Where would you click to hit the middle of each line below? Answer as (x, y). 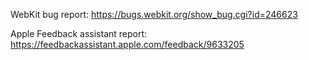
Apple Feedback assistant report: (79, 33)
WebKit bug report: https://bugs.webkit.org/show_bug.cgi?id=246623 (154, 14)
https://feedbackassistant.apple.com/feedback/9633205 (127, 44)
